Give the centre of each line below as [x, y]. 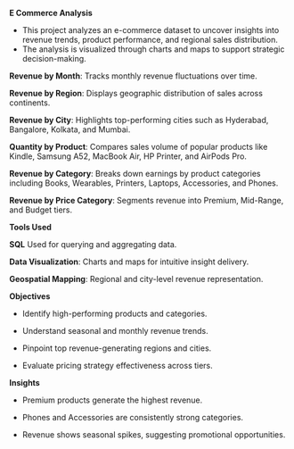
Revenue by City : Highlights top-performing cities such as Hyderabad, [139, 120]
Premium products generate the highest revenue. [112, 400]
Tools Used [30, 227]
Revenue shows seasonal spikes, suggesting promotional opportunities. [154, 435]
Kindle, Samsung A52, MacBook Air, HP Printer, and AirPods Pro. [128, 156]
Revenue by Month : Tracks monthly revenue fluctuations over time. [134, 76]
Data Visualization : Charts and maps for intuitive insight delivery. [129, 262]
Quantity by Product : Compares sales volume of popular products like [139, 147]
